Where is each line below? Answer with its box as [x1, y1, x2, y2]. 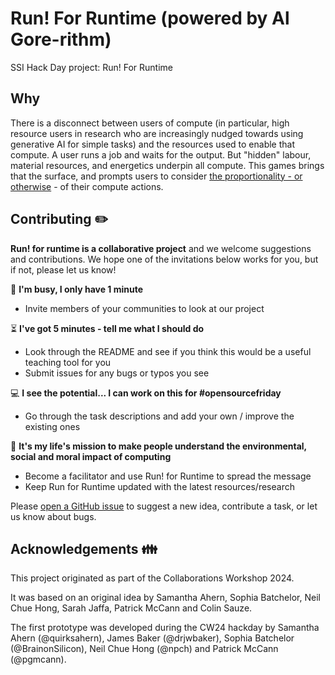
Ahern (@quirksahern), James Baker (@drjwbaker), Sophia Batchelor [10, 632, 295, 644]
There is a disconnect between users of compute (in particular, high [10, 117, 290, 129]
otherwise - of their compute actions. [10, 180, 164, 192]
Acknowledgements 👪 [10, 540, 158, 557]
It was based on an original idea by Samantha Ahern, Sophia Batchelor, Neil [10, 592, 321, 604]
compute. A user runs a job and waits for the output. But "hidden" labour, [10, 148, 312, 161]
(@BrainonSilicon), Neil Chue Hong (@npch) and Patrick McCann [10, 643, 279, 655]
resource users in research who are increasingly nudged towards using [10, 127, 304, 139]
